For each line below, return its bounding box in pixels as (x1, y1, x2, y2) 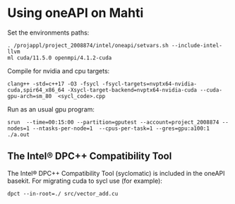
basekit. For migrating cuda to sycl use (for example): (7, 176, 162, 185)
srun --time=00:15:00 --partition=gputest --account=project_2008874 (7, 119, 219, 126)
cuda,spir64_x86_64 (7, 86, 65, 93)
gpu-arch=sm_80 (7, 92, 52, 100)
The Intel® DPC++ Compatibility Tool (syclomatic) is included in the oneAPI (7, 169, 225, 177)
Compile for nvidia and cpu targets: (7, 66, 110, 75)
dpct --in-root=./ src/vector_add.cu (7, 190, 119, 197)
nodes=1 (7, 125, 30, 132)
